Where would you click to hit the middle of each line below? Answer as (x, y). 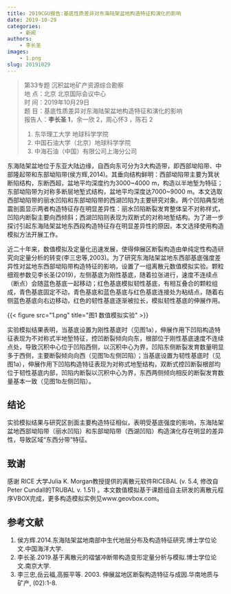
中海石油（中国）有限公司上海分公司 (86, 151)
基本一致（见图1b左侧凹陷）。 (54, 381)
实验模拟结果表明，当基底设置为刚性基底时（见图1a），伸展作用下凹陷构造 (111, 330)
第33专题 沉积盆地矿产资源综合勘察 (74, 85)
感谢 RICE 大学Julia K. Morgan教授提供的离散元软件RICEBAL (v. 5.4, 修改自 (113, 481)
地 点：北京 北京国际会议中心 (65, 93)
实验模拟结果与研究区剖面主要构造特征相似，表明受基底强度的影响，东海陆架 (115, 422)
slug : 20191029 (29, 65)
